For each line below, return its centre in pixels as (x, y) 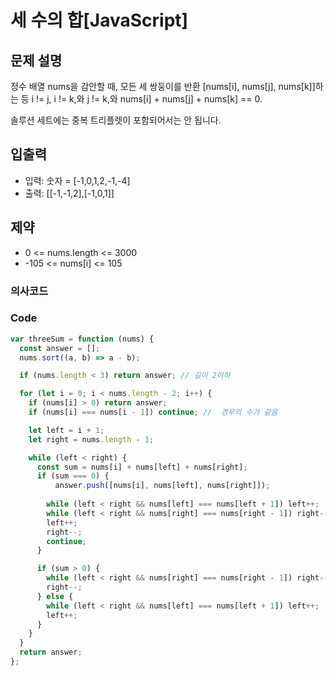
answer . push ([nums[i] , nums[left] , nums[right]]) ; (162, 486)
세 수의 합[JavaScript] (99, 20)
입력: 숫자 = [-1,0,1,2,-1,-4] (77, 180)
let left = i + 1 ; (66, 430)
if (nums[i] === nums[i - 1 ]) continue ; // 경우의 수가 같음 (153, 412)
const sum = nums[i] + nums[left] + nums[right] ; (142, 467)
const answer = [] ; (60, 348)
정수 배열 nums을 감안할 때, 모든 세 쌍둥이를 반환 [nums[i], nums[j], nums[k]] (163, 86)
